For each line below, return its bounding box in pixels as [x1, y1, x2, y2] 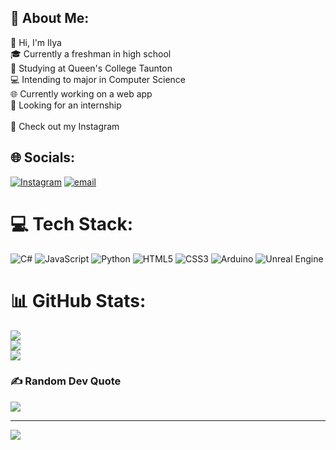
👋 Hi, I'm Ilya [10, 36, 62, 48]
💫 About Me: [10, 10, 90, 27]
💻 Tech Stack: [10, 212, 134, 235]
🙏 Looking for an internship [10, 99, 122, 111]
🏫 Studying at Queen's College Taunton [10, 62, 173, 74]
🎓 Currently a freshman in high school [10, 47, 172, 60]
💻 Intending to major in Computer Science [10, 73, 186, 85]
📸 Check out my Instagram [10, 120, 120, 132]
